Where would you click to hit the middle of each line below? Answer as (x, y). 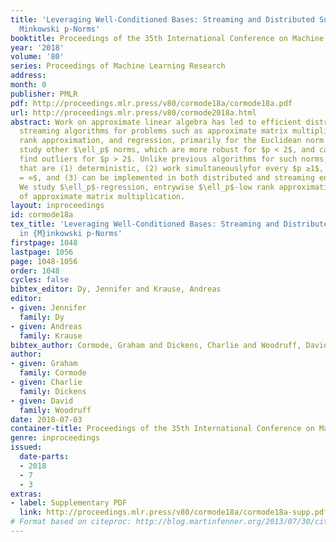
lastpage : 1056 (42, 252)
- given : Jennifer (48, 308)
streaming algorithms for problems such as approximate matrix (153, 131)
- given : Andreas (46, 326)
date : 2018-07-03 (46, 419)
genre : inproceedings (55, 438)
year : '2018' (37, 47)
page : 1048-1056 (44, 261)
